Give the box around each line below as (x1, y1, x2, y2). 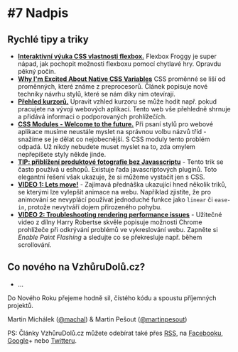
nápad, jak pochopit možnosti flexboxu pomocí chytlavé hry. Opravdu (17, 60, 222, 68)
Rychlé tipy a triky (7, 33, 89, 45)
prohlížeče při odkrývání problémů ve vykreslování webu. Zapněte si (17, 226, 218, 233)
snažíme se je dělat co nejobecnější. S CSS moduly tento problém (17, 135, 211, 143)
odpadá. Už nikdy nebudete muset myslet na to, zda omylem (17, 143, 195, 150)
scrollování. (17, 241, 52, 249)
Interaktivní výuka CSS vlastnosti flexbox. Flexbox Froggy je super (17, 52, 217, 60)
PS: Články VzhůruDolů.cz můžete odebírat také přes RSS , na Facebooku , (7, 329, 224, 337)
